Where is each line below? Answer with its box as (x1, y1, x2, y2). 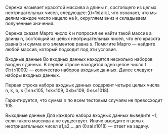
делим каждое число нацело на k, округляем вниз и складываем (5, 15, 147, 21)
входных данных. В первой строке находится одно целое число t (5, 62, 147, 67)
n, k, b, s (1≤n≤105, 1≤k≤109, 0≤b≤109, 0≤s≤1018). (5, 87, 110, 93)
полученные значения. (5, 20, 55, 26)
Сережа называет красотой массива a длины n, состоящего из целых (5, 5, 157, 10)
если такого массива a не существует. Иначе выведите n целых (5, 118, 144, 123)
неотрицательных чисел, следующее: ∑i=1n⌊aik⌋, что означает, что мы (5, 10, 157, 16)
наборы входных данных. (5, 72, 60, 78)
